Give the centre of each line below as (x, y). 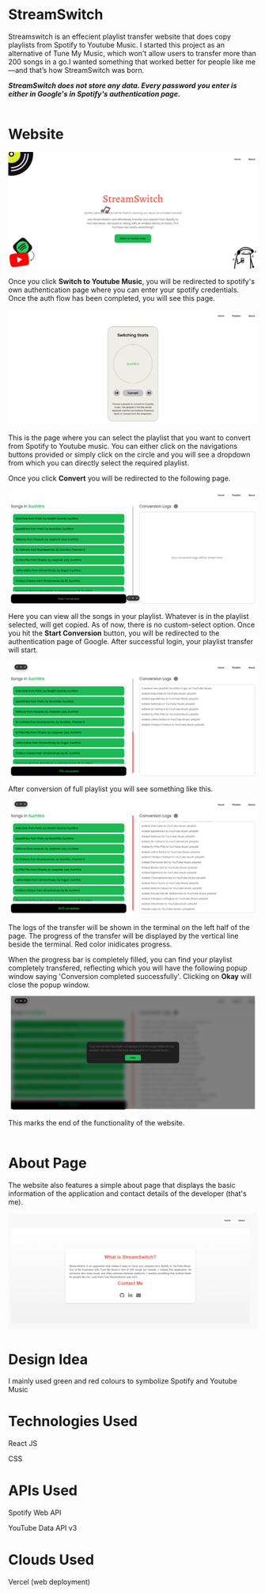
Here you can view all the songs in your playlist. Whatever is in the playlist (129, 616)
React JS (23, 1444)
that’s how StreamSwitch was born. (87, 70)
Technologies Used (73, 1421)
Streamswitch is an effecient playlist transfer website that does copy (120, 36)
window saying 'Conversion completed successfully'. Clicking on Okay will (130, 976)
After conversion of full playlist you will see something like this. (111, 789)
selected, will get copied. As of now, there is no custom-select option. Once (132, 624)
